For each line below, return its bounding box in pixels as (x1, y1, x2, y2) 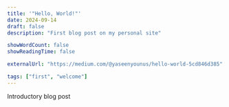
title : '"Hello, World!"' (7, 10, 81, 17)
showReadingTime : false (7, 48, 76, 55)
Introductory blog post (7, 92, 71, 100)
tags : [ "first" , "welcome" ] (7, 73, 88, 80)
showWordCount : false (7, 42, 69, 49)
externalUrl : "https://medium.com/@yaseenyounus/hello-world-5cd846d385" (7, 61, 223, 68)
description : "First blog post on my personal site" (7, 29, 162, 37)
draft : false (7, 23, 45, 30)
